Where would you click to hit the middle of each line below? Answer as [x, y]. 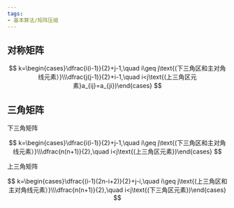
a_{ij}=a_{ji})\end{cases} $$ [122, 86]
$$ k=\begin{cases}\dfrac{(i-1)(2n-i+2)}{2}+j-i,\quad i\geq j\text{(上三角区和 [117, 181]
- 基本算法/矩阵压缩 [33, 20]
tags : [15, 14]
